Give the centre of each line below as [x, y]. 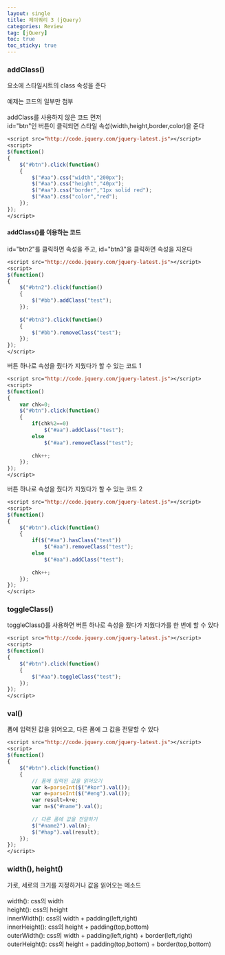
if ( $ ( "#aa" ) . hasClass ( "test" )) [77, 541]
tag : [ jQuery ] [28, 33]
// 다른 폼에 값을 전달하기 [65, 819]
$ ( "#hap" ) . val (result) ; [66, 832]
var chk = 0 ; [35, 404]
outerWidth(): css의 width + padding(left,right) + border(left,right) [100, 935]
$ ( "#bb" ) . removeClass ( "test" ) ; [77, 332]
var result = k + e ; [55, 800]
